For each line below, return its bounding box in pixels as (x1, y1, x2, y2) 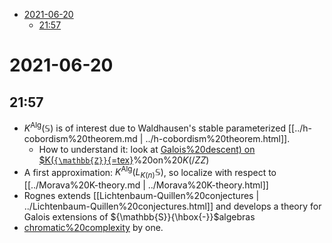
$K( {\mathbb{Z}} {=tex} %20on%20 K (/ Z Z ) (38, 154, 210, 166)
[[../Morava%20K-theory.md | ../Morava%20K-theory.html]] (23, 179, 269, 191)
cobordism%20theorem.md (23, 132, 138, 144)
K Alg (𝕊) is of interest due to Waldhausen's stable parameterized (23, 120, 287, 134)
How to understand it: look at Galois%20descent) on (38, 143, 256, 155)
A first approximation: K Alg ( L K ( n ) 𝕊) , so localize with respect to (23, 164, 277, 181)
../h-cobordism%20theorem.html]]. (145, 132, 291, 144)
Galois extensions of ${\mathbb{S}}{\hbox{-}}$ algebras (23, 211, 256, 223)
